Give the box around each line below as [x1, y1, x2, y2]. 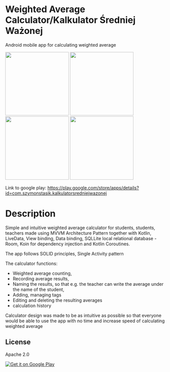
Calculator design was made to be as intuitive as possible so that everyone [5, 312, 161, 318]
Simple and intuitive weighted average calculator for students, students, [5, 225, 156, 231]
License [5, 338, 31, 347]
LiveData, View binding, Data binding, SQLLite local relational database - [5, 235, 157, 241]
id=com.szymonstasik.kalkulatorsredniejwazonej [5, 190, 107, 196]
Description [5, 208, 56, 219]
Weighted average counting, [12, 270, 72, 276]
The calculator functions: [5, 260, 58, 267]
